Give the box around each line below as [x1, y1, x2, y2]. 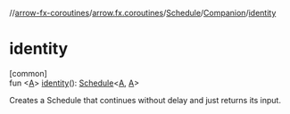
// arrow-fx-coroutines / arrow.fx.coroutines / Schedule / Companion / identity [9, 8, 277, 18]
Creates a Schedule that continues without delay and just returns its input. [9, 94, 281, 105]
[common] [9, 68, 47, 78]
